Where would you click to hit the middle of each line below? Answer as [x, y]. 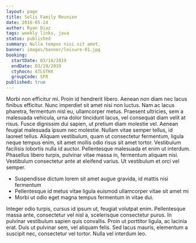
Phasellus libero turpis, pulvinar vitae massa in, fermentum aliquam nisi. [92, 155]
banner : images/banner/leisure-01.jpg [53, 50]
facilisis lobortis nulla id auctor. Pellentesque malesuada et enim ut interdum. [98, 149]
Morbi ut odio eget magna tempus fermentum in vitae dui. [84, 197]
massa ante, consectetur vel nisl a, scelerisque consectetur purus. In [89, 215]
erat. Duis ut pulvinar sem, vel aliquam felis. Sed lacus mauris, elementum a [97, 227]
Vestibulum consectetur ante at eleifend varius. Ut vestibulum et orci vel [93, 161]
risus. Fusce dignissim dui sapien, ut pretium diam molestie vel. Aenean [92, 124]
